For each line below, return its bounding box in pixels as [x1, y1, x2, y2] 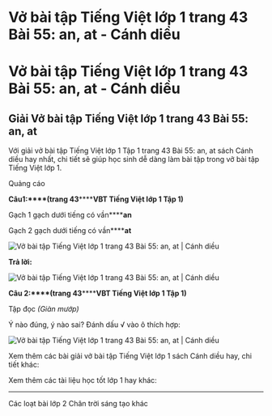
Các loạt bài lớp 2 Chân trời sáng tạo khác [8, 399, 148, 409]
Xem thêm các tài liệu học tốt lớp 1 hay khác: [8, 376, 158, 385]
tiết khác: [8, 360, 40, 370]
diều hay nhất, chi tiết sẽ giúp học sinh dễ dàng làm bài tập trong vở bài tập [8, 155, 260, 164]
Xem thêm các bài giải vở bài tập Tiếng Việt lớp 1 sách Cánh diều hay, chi [8, 351, 253, 361]
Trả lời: [8, 257, 32, 267]
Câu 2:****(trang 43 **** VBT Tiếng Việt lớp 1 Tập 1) [8, 288, 187, 299]
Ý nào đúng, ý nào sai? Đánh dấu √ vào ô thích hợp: [8, 320, 181, 329]
